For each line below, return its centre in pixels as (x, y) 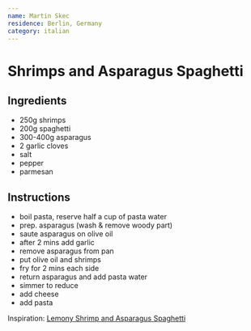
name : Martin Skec (38, 16)
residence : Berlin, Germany (55, 23)
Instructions (39, 197)
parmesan (36, 172)
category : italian (38, 31)
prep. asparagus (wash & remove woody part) (96, 225)
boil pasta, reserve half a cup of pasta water (93, 217)
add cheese (39, 294)
